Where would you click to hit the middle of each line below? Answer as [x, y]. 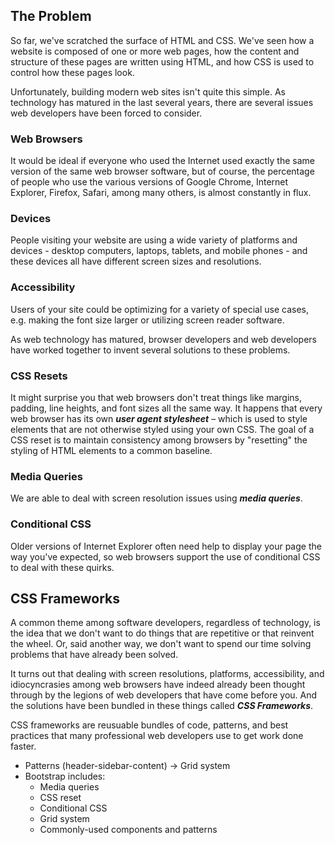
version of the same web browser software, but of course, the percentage [162, 171]
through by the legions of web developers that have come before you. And [164, 695]
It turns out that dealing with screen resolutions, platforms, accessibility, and [167, 674]
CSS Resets [39, 376]
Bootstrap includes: [65, 776]
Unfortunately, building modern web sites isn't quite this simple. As [148, 91]
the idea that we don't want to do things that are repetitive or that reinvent [162, 633]
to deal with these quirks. [62, 567]
